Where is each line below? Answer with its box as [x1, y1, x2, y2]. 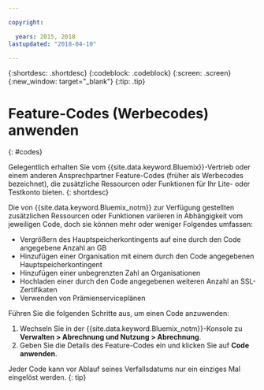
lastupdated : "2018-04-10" [8, 40, 97, 48]
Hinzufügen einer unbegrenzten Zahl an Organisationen [19, 269, 201, 278]
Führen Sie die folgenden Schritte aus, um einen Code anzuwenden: [8, 309, 230, 318]
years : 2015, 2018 [15, 32, 76, 40]
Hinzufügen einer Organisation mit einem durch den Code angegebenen [19, 251, 255, 261]
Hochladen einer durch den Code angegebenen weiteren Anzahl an [19, 277, 239, 286]
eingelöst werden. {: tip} [8, 373, 87, 382]
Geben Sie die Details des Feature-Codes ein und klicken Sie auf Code [19, 340, 250, 351]
